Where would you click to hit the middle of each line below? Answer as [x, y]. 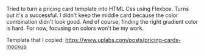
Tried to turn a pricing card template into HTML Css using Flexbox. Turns [98, 9]
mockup [17, 46]
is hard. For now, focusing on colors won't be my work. [75, 28]
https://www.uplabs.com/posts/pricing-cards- [123, 40]
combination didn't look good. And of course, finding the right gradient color [102, 22]
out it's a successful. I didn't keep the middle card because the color [92, 15]
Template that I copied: [35, 40]
